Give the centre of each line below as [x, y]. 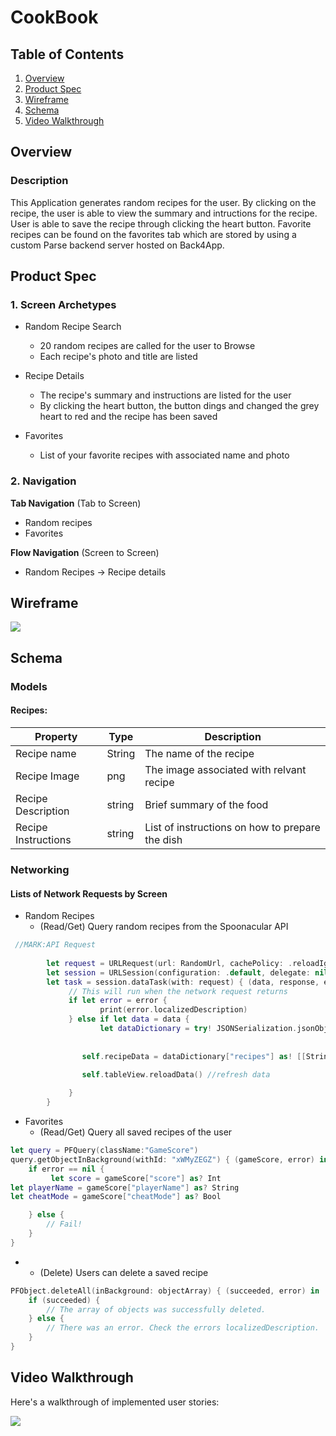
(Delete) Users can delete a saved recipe [124, 1272]
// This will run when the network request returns [178, 991]
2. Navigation [43, 481]
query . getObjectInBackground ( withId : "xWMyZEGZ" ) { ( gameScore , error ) [162, 1159]
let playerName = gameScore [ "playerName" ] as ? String [125, 1187]
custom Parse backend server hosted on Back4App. [117, 245]
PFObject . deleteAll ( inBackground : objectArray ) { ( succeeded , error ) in [165, 1291]
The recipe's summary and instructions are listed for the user [165, 395]
